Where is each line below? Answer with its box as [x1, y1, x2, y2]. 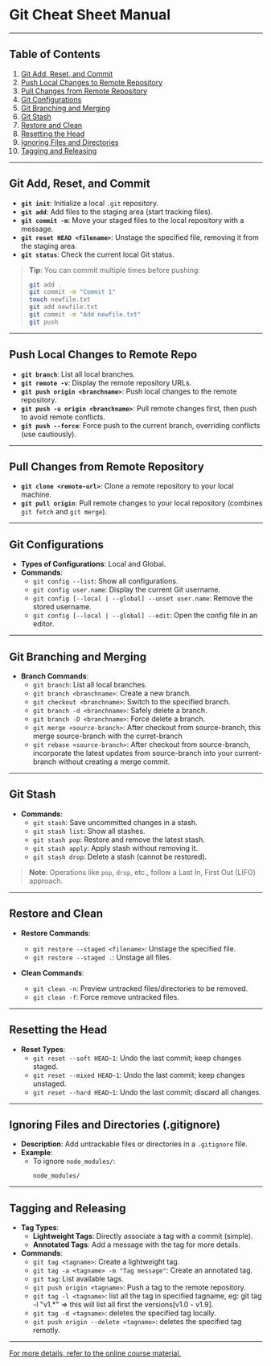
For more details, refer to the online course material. [9, 1348, 182, 1358]
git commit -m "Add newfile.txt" [28, 311, 142, 319]
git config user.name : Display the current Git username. [32, 585, 221, 595]
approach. [28, 876, 64, 885]
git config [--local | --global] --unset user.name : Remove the [32, 593, 253, 603]
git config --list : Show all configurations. [32, 576, 179, 586]
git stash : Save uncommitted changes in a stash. [32, 817, 198, 827]
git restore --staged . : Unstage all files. [32, 952, 172, 962]
